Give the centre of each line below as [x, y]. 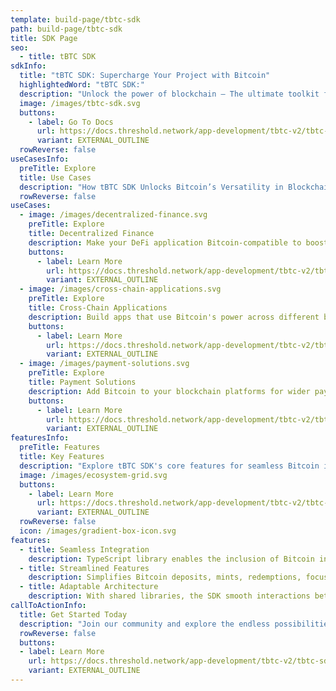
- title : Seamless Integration [84, 549]
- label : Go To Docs [71, 122]
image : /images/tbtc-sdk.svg [80, 103]
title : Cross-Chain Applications [98, 308]
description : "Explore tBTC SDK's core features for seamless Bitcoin [169, 466]
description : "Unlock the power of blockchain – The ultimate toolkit [169, 94]
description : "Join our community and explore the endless [145, 624]
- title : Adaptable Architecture [89, 587]
